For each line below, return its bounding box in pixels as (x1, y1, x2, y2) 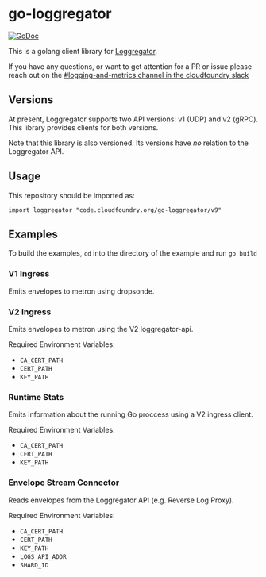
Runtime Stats (8, 391, 64, 402)
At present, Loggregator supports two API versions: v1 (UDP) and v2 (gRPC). (8, 114, 259, 124)
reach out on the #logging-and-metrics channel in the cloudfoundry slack (8, 70, 249, 79)
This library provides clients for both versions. (8, 122, 159, 132)
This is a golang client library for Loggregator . (8, 46, 157, 56)
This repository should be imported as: (8, 190, 135, 200)
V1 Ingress (8, 268, 50, 279)
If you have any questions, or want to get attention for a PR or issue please (8, 61, 253, 71)
